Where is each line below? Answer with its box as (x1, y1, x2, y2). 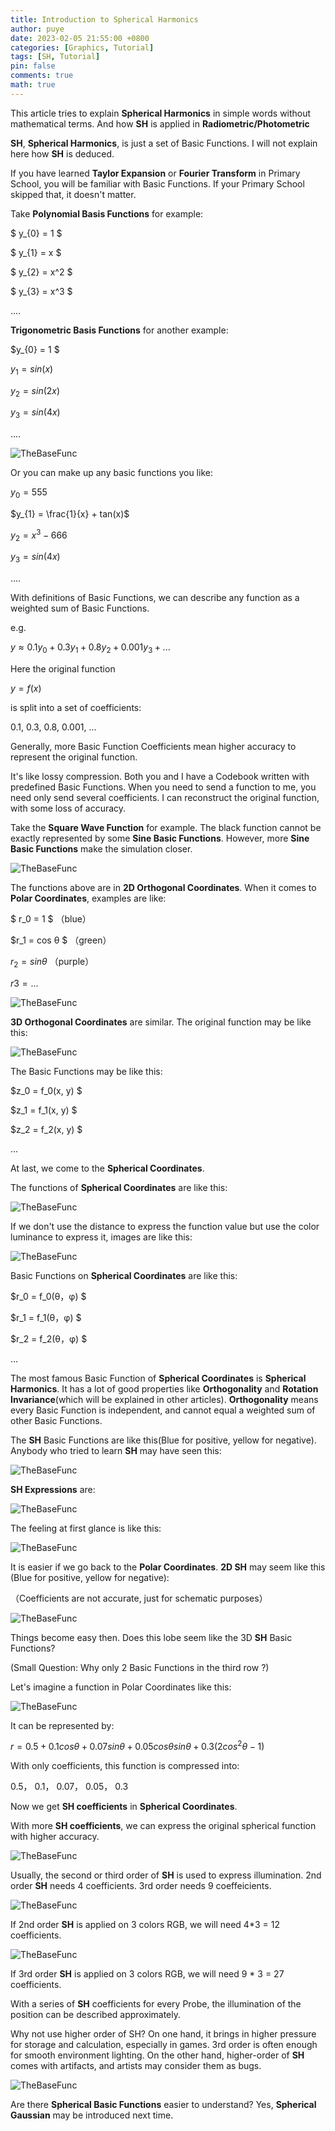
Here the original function (10, 662, 116, 675)
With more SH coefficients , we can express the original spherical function (10, 1820, 317, 1832)
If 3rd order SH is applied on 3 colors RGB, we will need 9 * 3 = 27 (10, 1968, 285, 1980)
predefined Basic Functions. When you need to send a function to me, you (10, 781, 317, 793)
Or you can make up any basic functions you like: (10, 467, 213, 479)
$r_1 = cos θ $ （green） (10, 934, 112, 946)
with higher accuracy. (10, 1831, 100, 1843)
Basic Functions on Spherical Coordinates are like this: (10, 1269, 238, 1281)
